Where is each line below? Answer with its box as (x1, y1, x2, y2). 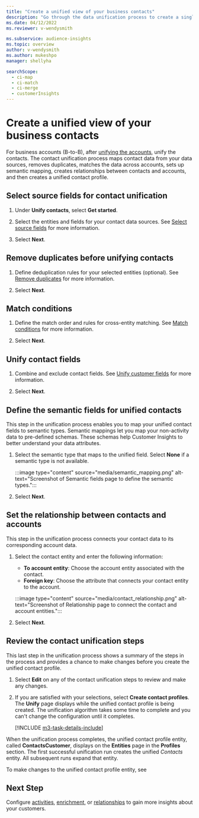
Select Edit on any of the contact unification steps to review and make (14, 676, 187, 683)
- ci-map (11, 74, 33, 80)
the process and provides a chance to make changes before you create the (6, 658, 190, 665)
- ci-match (11, 79, 38, 86)
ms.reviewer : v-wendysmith (6, 25, 73, 31)
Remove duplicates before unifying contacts (6, 253, 174, 263)
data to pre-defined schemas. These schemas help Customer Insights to (6, 433, 183, 440)
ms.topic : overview (6, 41, 54, 47)
